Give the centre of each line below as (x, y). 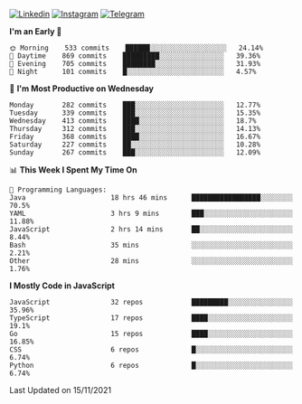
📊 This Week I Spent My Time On (73, 170)
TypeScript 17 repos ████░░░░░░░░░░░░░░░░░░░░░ (151, 318)
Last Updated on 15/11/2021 (60, 390)
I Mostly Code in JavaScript (62, 286)
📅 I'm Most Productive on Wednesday (81, 89)
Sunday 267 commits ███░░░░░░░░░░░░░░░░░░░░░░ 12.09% (135, 153)
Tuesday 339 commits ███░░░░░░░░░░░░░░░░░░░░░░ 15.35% (135, 113)
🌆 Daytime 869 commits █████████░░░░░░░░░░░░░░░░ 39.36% (135, 56)
